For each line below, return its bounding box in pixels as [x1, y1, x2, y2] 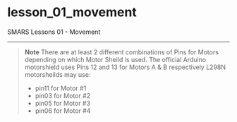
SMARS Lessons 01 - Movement [7, 28, 101, 36]
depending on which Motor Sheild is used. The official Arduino [24, 55, 207, 63]
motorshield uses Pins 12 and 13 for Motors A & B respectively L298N [24, 63, 226, 71]
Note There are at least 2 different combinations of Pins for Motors [24, 47, 219, 56]
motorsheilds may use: [24, 70, 91, 78]
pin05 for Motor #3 [35, 99, 90, 107]
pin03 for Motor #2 [35, 91, 91, 99]
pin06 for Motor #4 [35, 106, 91, 115]
